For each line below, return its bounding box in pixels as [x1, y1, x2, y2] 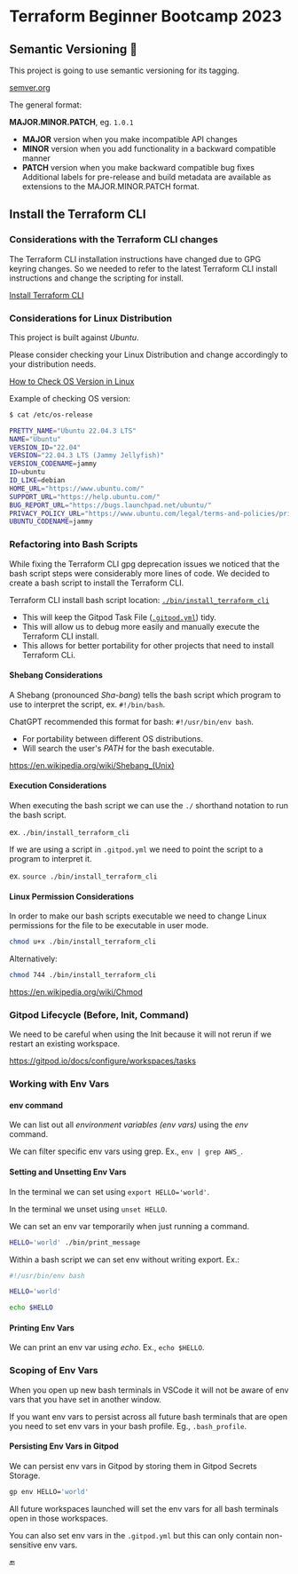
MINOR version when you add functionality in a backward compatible [21, 144, 277, 154]
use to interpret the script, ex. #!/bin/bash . [9, 699, 166, 710]
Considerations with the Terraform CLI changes [9, 234, 219, 246]
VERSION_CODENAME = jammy [9, 459, 98, 468]
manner [21, 153, 51, 163]
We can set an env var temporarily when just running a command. [9, 1220, 250, 1231]
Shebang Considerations [9, 670, 104, 680]
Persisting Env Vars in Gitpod [9, 1441, 120, 1451]
